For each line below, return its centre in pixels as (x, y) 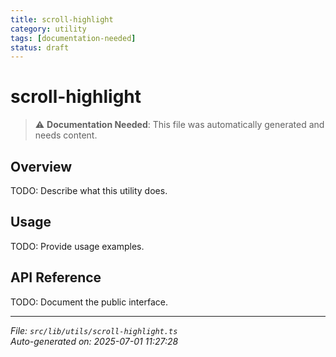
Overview (41, 166)
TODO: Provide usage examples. (77, 246)
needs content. (66, 135)
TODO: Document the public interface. (89, 302)
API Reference (56, 277)
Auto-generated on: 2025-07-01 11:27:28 (94, 341)
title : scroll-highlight (62, 19)
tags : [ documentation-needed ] (73, 38)
